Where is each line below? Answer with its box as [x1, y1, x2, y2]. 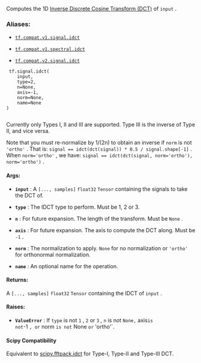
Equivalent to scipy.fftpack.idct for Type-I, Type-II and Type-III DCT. [6, 350, 174, 358]
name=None [17, 100, 42, 106]
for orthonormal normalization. [14, 251, 91, 258]
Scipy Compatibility [6, 337, 57, 344]
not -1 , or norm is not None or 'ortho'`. [14, 323, 115, 330]
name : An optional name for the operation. [14, 262, 118, 269]
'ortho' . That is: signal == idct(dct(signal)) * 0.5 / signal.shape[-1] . [6, 145, 192, 152]
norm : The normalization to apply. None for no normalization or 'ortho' [14, 244, 188, 251]
